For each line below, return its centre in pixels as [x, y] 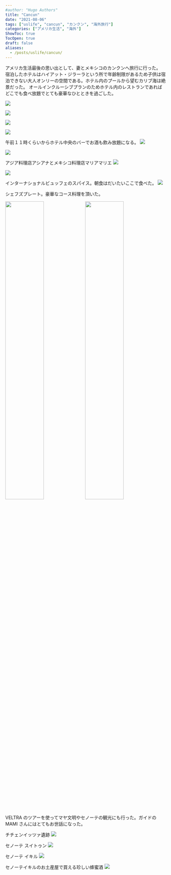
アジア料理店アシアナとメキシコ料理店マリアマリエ [59, 162]
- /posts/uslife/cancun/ [36, 52]
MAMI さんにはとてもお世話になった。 [45, 824]
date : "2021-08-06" [26, 19]
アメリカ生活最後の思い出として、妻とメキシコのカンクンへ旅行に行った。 [83, 68]
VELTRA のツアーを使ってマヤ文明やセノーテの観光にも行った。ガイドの [81, 817]
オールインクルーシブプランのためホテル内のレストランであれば [96, 87]
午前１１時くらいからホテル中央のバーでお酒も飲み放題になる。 [72, 142]
